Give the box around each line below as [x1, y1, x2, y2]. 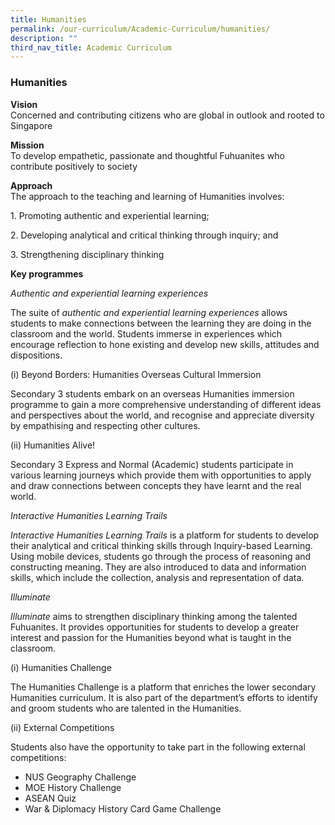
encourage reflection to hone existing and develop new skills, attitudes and [10, 338, 320, 350]
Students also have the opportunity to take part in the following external [10, 741, 306, 753]
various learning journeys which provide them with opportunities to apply [10, 469, 312, 481]
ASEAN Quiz [24, 792, 77, 804]
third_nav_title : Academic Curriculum [10, 42, 172, 53]
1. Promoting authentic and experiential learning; [10, 209, 210, 221]
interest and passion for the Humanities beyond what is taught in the [10, 631, 292, 643]
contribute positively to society [10, 160, 138, 172]
